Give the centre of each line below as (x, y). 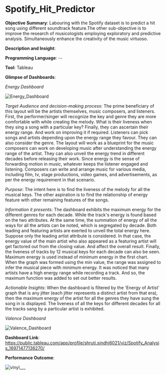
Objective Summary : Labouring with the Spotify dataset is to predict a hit (80, 23)
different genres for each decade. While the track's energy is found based (81, 215)
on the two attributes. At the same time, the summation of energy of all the (81, 220)
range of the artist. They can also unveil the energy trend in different (75, 153)
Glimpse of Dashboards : (30, 77)
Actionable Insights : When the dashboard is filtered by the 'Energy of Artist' (82, 287)
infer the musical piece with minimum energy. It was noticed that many (77, 267)
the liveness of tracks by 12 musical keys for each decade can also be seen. (83, 251)
